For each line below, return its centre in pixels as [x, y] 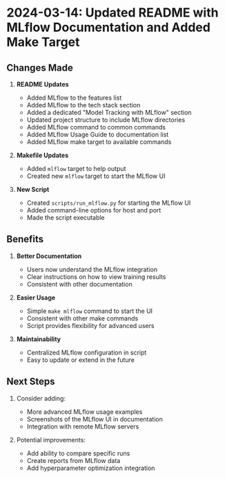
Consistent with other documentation [79, 284]
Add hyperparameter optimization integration [91, 468]
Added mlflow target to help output [76, 169]
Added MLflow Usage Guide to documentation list [98, 134]
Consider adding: [41, 398]
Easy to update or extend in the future [81, 360]
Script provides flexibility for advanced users [90, 325]
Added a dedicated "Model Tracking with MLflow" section [109, 112]
